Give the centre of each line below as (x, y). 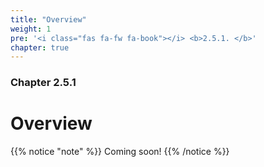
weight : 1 (31, 29)
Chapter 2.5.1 (43, 83)
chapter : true (40, 47)
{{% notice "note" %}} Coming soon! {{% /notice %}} (120, 152)
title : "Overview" (48, 19)
